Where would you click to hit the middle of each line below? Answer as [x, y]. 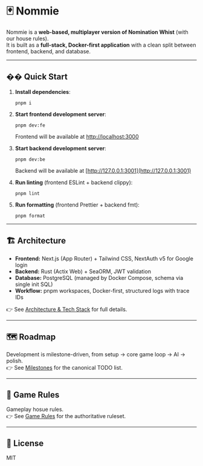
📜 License [25, 443]
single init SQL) [34, 284]
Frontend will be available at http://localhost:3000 [77, 136]
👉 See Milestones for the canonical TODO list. [64, 368]
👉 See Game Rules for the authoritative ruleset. [66, 416]
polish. [14, 361]
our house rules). [27, 38]
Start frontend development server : [61, 114]
